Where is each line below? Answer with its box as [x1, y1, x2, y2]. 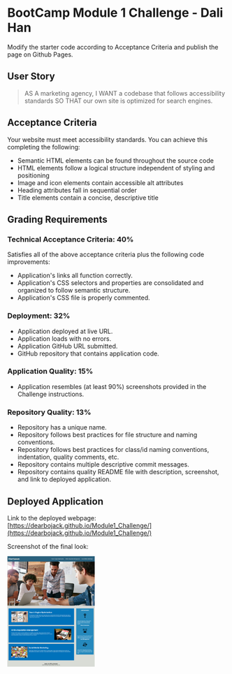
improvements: [7, 258, 50, 266]
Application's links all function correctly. [17, 271, 133, 280]
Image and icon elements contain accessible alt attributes [17, 178, 184, 186]
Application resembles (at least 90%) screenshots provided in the [17, 382, 207, 390]
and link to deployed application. [17, 475, 112, 483]
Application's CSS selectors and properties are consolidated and [17, 279, 204, 287]
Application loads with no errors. [17, 334, 112, 343]
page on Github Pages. [7, 50, 73, 59]
